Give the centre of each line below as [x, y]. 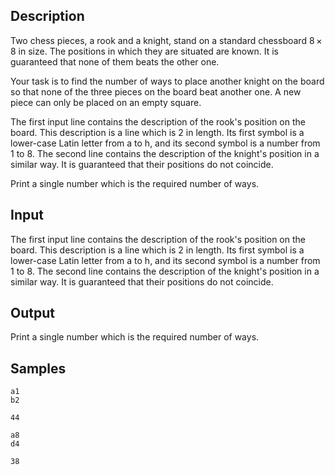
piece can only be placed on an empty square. [106, 102]
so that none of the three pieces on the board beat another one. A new [156, 91]
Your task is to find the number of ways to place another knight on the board [167, 81]
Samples [38, 368]
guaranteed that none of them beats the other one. [115, 61]
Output [32, 313]
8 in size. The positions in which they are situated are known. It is [144, 51]
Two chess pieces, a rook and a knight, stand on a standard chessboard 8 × [166, 40]
